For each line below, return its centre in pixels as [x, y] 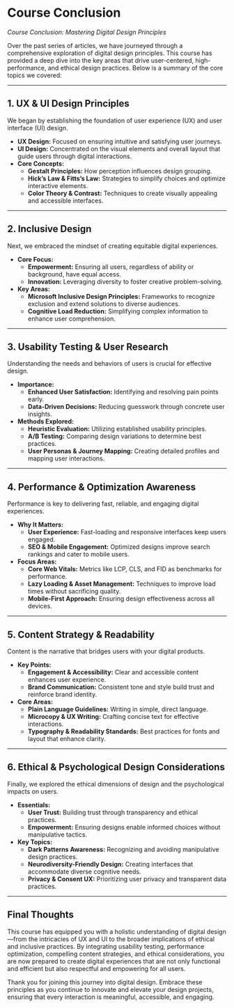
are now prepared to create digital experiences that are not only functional [114, 961]
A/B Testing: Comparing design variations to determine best [115, 436]
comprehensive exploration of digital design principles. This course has [110, 53]
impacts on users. [33, 791]
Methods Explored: [46, 421]
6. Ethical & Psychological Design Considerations [116, 767]
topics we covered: [35, 75]
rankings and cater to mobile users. [79, 555]
